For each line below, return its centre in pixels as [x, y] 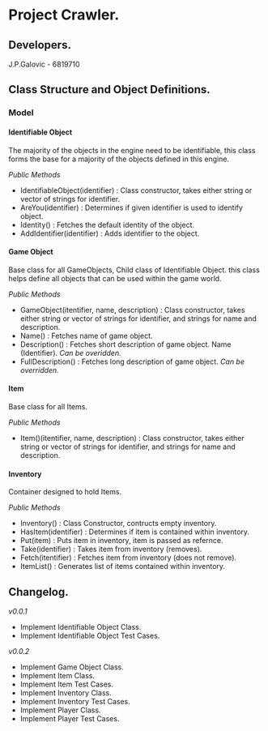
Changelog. [38, 592]
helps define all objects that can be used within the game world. [115, 278]
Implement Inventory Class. [66, 693]
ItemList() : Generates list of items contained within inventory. [122, 566]
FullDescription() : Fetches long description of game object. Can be [132, 361]
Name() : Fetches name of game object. [86, 336]
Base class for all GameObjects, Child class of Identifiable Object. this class [134, 270]
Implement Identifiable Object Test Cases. [90, 635]
